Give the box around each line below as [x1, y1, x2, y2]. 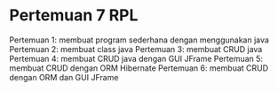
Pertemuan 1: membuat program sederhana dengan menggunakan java [9, 34, 269, 45]
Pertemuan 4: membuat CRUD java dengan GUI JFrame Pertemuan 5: [9, 53, 264, 64]
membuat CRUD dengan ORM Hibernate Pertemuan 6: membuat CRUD [9, 63, 269, 73]
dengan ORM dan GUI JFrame [9, 72, 119, 82]
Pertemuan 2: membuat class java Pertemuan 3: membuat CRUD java [9, 43, 263, 54]
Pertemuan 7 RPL [9, 5, 139, 26]
